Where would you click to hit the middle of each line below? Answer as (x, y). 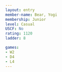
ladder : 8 (16, 39)
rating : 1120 (19, 33)
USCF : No (14, 29)
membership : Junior (26, 19)
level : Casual (20, 24)
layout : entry (20, 10)
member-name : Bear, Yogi (31, 15)
